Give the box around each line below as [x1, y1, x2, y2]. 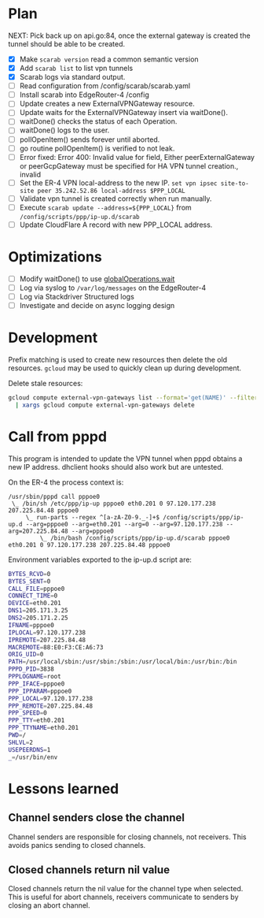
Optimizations [8, 248, 102, 266]
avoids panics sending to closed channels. [8, 840, 146, 849]
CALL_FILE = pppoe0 [8, 585, 65, 593]
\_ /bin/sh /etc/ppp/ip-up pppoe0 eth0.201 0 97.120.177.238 [11, 500, 216, 507]
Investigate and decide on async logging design [19, 301, 175, 310]
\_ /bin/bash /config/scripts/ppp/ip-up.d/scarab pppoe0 [39, 533, 230, 542]
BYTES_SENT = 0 [8, 577, 51, 585]
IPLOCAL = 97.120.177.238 [8, 628, 86, 637]
